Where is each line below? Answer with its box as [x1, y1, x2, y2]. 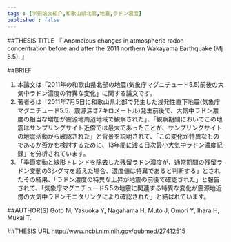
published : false [7, 17, 60, 23]
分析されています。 [35, 149, 90, 157]
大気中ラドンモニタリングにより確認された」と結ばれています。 [29, 192, 210, 201]
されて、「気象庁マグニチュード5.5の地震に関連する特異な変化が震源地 [17, 183, 216, 192]
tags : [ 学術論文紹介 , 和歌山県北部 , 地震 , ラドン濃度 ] [7, 10, 142, 17]
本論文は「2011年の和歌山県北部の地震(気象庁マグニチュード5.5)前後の [17, 80, 219, 88]
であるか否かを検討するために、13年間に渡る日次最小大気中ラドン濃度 [17, 141, 217, 149]
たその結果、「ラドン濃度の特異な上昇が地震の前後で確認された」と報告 [17, 175, 220, 183]
